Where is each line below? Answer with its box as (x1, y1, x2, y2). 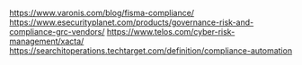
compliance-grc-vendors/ (9, 27, 105, 37)
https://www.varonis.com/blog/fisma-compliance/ (9, 8, 195, 18)
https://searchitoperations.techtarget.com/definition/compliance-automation (9, 45, 293, 56)
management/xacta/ (9, 36, 84, 46)
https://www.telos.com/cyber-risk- (106, 27, 235, 37)
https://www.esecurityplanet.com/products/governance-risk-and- (9, 17, 254, 28)
